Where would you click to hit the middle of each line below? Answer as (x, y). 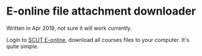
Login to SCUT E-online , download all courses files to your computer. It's (98, 40)
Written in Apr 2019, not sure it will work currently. (69, 28)
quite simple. (22, 46)
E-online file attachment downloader (101, 11)
